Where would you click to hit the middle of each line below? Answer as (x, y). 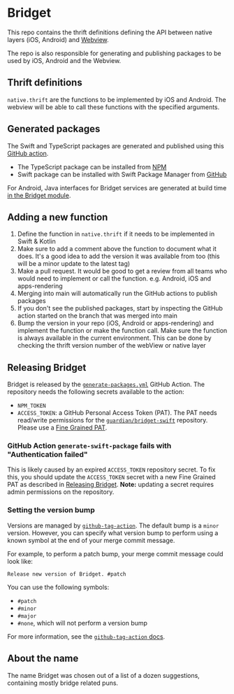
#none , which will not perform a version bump (82, 623)
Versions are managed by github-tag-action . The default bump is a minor (113, 525)
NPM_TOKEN (32, 406)
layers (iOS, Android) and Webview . (58, 39)
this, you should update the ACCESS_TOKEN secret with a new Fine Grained (111, 477)
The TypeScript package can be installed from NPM (92, 167)
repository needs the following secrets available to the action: (96, 392)
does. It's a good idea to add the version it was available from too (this (118, 256)
